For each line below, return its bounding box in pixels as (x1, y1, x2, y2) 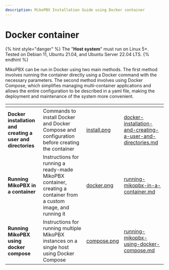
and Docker (42, 120, 70, 127)
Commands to (42, 107, 76, 114)
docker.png (86, 182, 114, 189)
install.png (86, 126, 111, 133)
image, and (42, 204, 69, 211)
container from (42, 191, 78, 198)
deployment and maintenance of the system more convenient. (5, 93, 134, 99)
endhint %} (5, 57, 29, 63)
